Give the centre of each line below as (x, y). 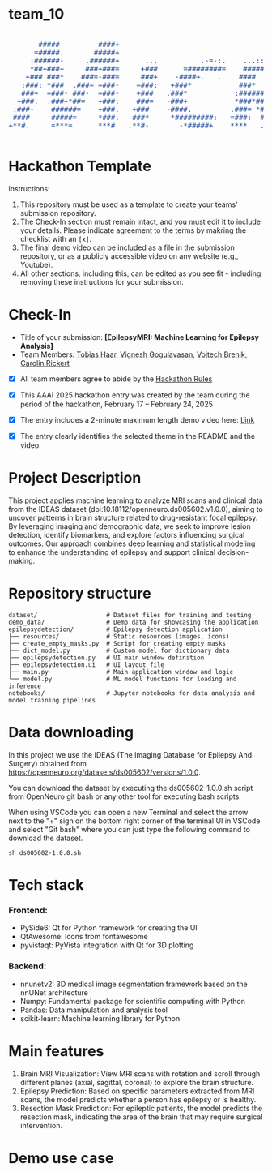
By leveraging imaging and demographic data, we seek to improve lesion (130, 526)
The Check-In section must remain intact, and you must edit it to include (140, 221)
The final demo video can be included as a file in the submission (127, 247)
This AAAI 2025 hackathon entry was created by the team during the (135, 395)
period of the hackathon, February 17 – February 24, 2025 (116, 404)
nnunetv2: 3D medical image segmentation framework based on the (134, 984)
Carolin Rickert (45, 363)
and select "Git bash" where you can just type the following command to (130, 829)
